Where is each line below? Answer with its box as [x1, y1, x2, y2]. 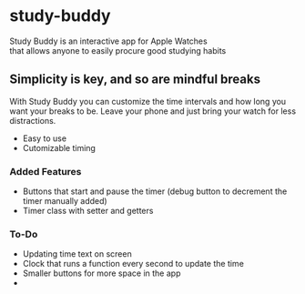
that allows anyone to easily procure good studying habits [9, 45, 227, 56]
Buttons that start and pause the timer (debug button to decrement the [22, 186, 288, 197]
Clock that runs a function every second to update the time [22, 259, 244, 269]
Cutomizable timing [22, 142, 96, 153]
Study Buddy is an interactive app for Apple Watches [9, 35, 208, 46]
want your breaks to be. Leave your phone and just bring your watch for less [9, 106, 297, 117]
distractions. [9, 115, 56, 126]
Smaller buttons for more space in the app [22, 268, 181, 279]
